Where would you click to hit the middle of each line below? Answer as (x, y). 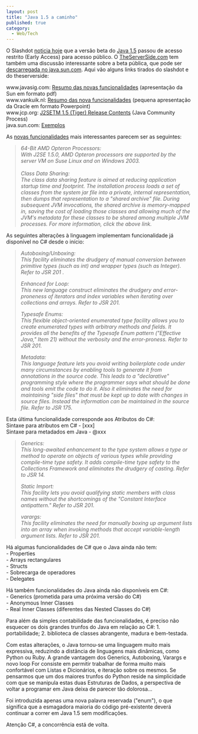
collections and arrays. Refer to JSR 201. (70, 303)
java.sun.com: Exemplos (36, 125)
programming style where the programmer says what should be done (106, 382)
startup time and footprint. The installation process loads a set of (100, 186)
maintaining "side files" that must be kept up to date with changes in (104, 395)
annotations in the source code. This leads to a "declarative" (95, 376)
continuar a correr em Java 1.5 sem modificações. (67, 713)
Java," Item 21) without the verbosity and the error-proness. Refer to (104, 340)
